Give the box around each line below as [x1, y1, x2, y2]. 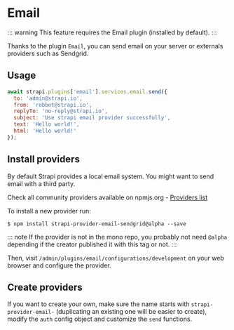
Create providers [7, 281, 83, 293]
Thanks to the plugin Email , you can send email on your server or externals [7, 41, 223, 50]
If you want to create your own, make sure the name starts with [7, 300, 190, 308]
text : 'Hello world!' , [13, 121, 80, 128]
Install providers [7, 153, 81, 166]
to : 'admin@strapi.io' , [13, 95, 83, 102]
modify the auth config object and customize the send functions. [7, 315, 193, 324]
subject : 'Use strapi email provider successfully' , [13, 114, 171, 121]
